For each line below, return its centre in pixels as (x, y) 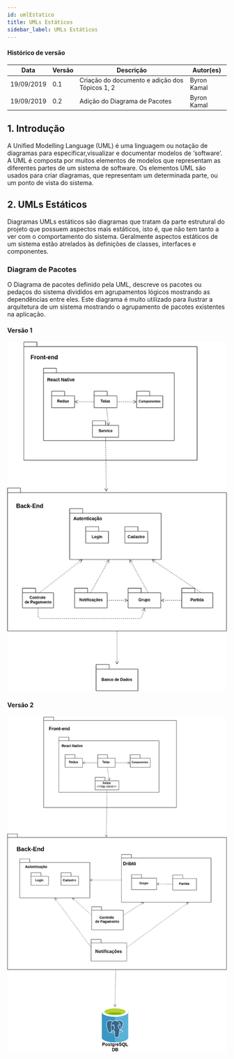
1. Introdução (36, 129)
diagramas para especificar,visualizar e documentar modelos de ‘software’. (115, 153)
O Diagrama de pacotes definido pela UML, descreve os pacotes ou (104, 284)
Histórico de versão (36, 52)
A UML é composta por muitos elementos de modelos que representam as (114, 160)
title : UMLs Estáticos (40, 22)
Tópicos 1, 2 (97, 88)
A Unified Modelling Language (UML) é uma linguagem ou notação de (108, 145)
